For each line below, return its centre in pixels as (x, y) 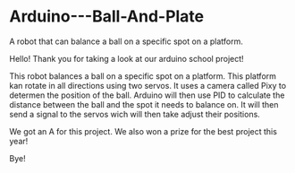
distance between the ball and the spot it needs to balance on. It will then (144, 104)
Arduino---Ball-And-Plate (107, 17)
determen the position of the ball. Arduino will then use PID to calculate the (147, 95)
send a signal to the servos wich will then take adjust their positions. (135, 114)
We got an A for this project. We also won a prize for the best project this (143, 131)
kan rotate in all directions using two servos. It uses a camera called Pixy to (148, 85)
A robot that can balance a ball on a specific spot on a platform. (126, 41)
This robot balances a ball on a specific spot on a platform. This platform (143, 76)
